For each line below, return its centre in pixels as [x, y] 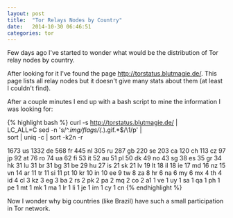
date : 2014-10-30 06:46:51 [49, 26]
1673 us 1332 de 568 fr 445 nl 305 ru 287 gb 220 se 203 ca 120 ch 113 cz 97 [116, 151]
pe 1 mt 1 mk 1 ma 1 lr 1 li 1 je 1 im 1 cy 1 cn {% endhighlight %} [95, 187]
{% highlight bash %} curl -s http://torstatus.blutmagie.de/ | [93, 123]
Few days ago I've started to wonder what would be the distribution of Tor [113, 53]
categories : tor [31, 33]
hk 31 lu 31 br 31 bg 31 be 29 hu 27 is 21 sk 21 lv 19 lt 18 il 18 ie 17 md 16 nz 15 [116, 166]
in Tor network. [29, 208]
